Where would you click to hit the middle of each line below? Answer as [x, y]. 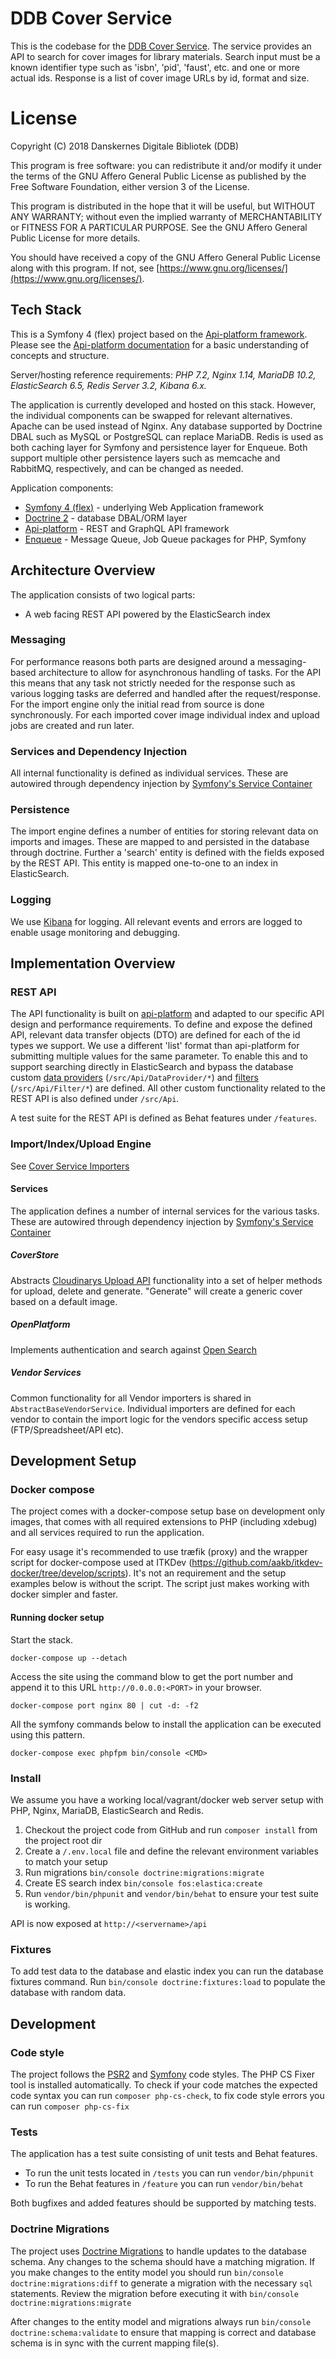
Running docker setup [57, 1618]
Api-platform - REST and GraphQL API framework [127, 528]
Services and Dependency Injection [99, 751]
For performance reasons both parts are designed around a [133, 661]
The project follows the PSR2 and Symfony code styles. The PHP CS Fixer [162, 2074]
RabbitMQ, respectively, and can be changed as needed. [127, 468]
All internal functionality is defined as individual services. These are [149, 773]
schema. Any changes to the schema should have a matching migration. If [163, 2261]
